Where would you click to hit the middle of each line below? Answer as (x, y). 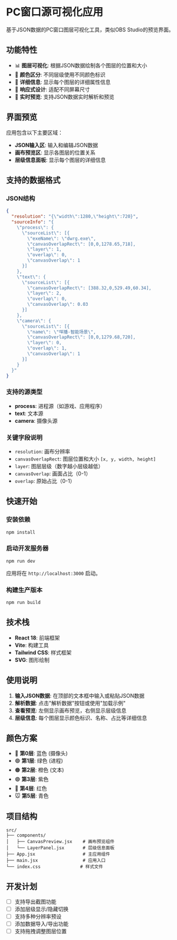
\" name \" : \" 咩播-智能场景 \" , (62, 332)
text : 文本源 (29, 413)
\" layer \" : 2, (45, 293)
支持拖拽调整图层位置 (40, 931)
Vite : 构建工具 (32, 645)
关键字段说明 (24, 438)
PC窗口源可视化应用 (55, 12)
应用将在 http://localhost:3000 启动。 (54, 573)
